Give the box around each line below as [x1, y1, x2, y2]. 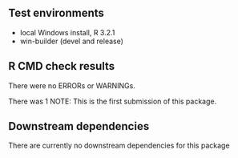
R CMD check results [8, 59, 115, 73]
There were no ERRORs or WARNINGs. [8, 80, 136, 91]
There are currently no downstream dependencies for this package [8, 140, 230, 151]
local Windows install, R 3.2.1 [19, 27, 115, 37]
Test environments [8, 6, 104, 20]
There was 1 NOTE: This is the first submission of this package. [8, 96, 217, 106]
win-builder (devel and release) [19, 36, 124, 46]
